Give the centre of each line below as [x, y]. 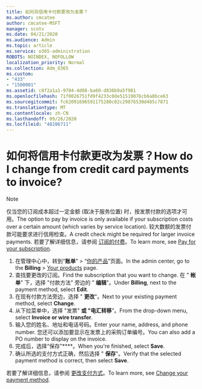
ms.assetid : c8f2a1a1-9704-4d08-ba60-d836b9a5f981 [71, 91]
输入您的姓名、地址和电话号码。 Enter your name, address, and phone [101, 325]
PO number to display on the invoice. [61, 339]
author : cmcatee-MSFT [33, 23]
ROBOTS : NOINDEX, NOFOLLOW [40, 57]
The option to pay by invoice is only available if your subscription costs [105, 219]
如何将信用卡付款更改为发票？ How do [99, 156]
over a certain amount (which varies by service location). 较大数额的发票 [96, 227]
